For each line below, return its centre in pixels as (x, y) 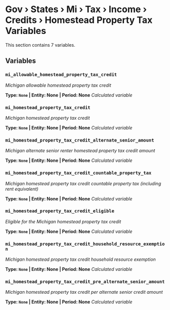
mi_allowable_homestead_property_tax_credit (61, 75)
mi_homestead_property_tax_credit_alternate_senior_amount (80, 140)
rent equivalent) (22, 189)
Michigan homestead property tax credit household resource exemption (81, 259)
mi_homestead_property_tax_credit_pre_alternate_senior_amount (85, 282)
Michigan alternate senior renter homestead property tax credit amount (80, 151)
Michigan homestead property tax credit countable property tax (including (83, 183)
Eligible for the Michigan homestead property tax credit (63, 221)
